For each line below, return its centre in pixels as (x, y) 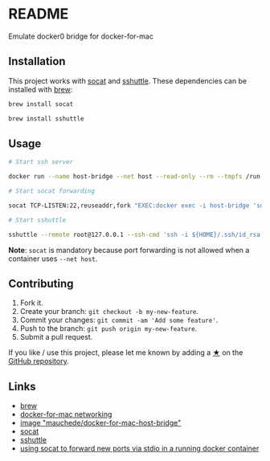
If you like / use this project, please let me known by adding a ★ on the (126, 353)
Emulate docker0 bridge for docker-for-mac (81, 36)
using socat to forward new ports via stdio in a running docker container (139, 449)
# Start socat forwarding (51, 191)
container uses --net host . (53, 259)
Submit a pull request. (56, 337)
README (39, 14)
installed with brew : (41, 89)
